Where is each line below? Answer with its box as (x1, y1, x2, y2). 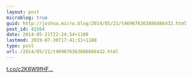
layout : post (6, 9, 40, 15)
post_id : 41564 (6, 26, 45, 32)
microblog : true (6, 15, 48, 21)
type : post (6, 43, 34, 49)
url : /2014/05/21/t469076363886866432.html (6, 49, 119, 55)
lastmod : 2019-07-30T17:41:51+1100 (6, 37, 97, 43)
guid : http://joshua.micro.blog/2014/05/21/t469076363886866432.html (6, 20, 188, 26)
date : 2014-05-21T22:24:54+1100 (6, 32, 89, 38)
